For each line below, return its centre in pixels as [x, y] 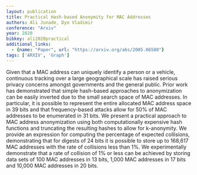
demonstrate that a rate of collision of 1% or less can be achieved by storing [98, 153]
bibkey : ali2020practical [38, 39]
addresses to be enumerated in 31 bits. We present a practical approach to [96, 116]
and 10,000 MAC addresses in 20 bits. [52, 166]
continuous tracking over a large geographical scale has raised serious [92, 78]
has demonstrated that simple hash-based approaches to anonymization [94, 90]
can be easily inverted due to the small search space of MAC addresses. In [97, 97]
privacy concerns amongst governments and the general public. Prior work [97, 84]
